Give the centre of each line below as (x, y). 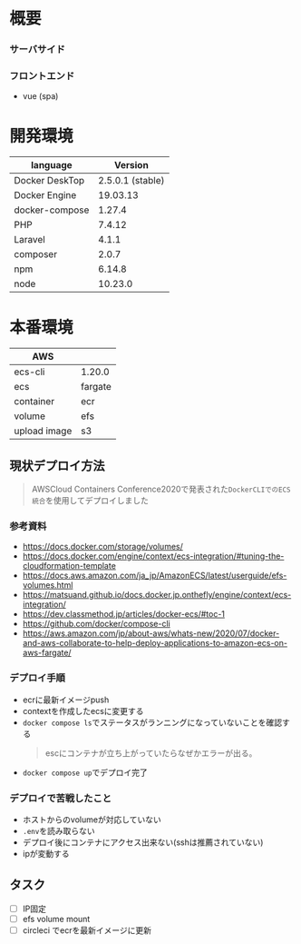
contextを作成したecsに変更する (83, 710)
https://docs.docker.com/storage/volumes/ (103, 547)
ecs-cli (29, 372)
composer (35, 254)
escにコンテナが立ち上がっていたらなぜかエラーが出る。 (151, 753)
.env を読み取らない (58, 830)
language (52, 165)
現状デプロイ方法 (57, 466)
